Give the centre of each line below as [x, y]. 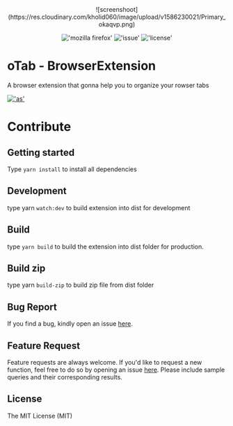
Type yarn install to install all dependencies [72, 169]
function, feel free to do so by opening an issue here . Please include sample [116, 370]
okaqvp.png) [117, 24]
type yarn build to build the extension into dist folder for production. [105, 246]
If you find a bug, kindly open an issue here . [70, 324]
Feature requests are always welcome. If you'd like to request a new [105, 362]
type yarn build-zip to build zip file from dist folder [81, 285]
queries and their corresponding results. [65, 377]
